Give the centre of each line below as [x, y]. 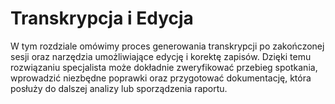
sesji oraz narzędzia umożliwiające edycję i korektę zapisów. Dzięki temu [161, 56]
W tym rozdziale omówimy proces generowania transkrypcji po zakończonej [167, 46]
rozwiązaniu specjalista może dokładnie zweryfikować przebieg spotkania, [164, 67]
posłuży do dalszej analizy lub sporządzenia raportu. [119, 88]
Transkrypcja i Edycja [102, 18]
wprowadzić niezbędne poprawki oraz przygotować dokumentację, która [161, 78]
